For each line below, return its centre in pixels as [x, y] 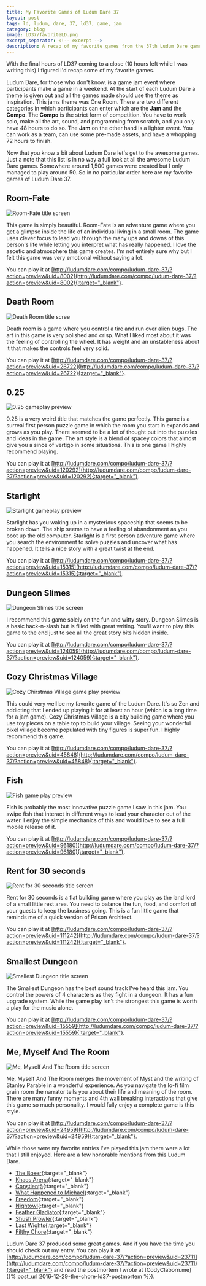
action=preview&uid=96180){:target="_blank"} [65, 852]
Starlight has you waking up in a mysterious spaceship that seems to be [97, 523]
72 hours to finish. [29, 141]
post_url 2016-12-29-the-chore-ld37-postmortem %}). [86, 1276]
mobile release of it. [31, 827]
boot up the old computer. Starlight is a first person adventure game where [101, 536]
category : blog [26, 29]
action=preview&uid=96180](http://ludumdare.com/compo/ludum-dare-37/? [103, 845]
